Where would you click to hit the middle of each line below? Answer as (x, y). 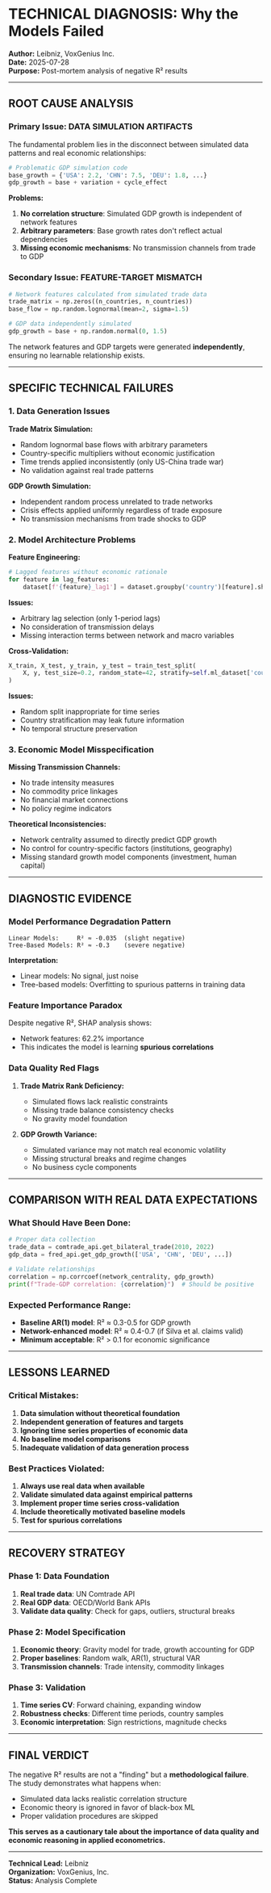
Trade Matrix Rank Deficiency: (72, 1086)
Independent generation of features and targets (102, 1422)
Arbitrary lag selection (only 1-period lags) (90, 618)
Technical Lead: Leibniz (49, 1864)
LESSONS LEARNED (59, 1373)
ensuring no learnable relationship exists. (77, 355)
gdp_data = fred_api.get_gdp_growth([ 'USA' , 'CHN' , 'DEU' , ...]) (120, 1255)
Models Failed (56, 31)
